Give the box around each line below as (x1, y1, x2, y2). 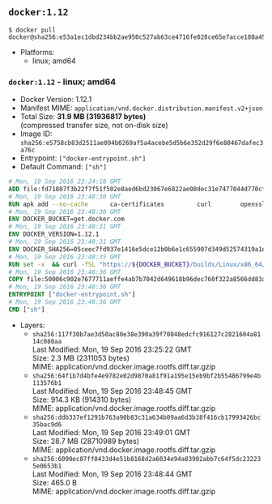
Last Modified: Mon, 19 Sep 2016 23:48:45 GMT (32, 386, 193, 395)
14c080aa (32, 337, 62, 345)
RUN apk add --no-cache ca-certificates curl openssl (8, 200, 266, 208)
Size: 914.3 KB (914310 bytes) (32, 395, 132, 404)
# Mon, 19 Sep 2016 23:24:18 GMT (8, 177, 121, 186)
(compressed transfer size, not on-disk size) (19, 121, 168, 130)
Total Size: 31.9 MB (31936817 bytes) (19, 112, 147, 122)
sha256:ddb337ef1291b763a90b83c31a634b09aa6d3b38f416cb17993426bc (32, 413, 261, 421)
